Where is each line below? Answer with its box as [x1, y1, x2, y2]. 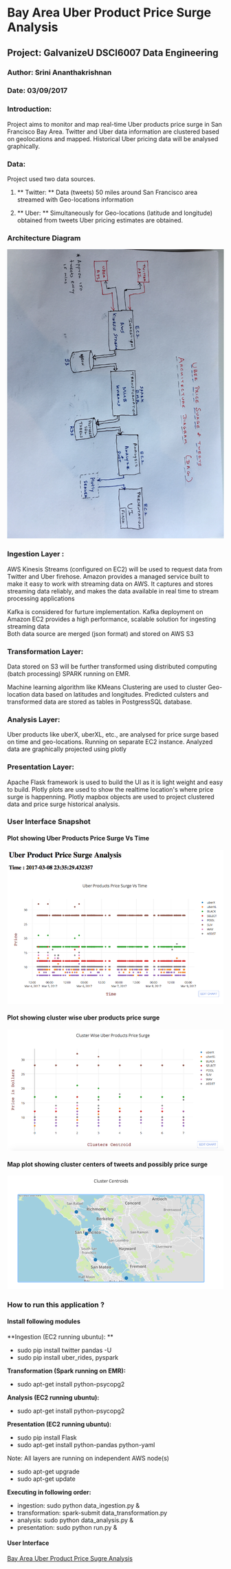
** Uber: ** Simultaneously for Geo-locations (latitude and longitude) [16, 209, 213, 218]
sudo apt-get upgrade [16, 1467, 80, 1475]
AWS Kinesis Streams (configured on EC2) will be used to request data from [7, 565, 223, 573]
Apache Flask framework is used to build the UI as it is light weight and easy [7, 778, 223, 786]
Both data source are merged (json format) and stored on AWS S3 [7, 629, 194, 638]
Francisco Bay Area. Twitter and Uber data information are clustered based [7, 127, 220, 136]
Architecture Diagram [7, 233, 81, 242]
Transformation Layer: [7, 646, 84, 656]
